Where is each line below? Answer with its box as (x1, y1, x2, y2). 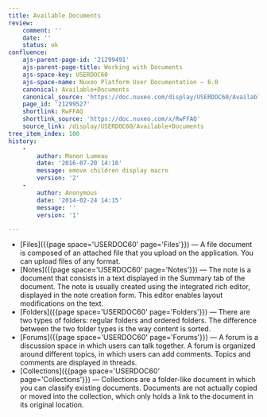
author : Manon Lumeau (37, 152, 109, 160)
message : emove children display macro (37, 167, 169, 175)
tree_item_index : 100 (8, 129, 80, 137)
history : (8, 137, 37, 145)
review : (8, 19, 34, 27)
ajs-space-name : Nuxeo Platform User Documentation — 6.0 (22, 78, 219, 86)
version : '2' (37, 174, 80, 183)
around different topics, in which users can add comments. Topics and (19, 349, 251, 359)
